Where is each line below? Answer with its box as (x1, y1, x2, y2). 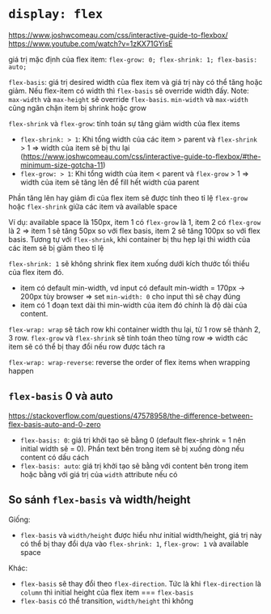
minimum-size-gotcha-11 (19, 160, 104, 170)
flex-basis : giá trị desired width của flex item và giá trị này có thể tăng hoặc (8, 77, 263, 87)
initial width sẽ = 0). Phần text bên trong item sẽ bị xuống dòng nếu (19, 443, 244, 453)
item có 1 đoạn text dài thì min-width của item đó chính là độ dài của (19, 300, 248, 310)
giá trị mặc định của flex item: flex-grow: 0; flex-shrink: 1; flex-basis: (8, 54, 257, 64)
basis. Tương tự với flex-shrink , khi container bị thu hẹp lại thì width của (8, 234, 251, 244)
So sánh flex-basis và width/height (8, 493, 192, 507)
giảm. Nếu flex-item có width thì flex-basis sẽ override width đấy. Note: (8, 86, 249, 95)
